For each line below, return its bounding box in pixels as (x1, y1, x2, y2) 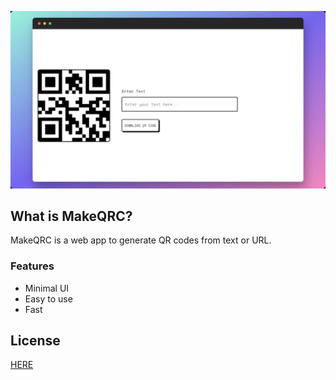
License (10, 332, 61, 349)
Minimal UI (24, 282, 70, 294)
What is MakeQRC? (10, 207, 133, 225)
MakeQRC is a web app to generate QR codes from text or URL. (10, 234, 272, 246)
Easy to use (24, 292, 73, 305)
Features (10, 259, 55, 273)
